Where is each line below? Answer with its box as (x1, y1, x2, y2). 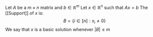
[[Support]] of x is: (5, 10, 44, 16)
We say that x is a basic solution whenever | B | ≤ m (5, 27, 111, 33)
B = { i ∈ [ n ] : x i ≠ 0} (63, 18, 106, 25)
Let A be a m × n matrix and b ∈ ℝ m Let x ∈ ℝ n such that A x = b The (5, 4, 148, 10)
